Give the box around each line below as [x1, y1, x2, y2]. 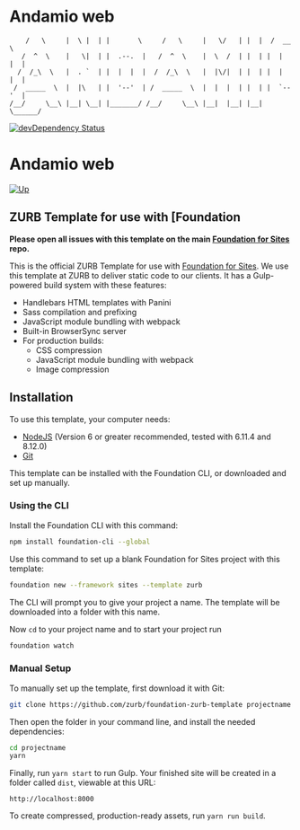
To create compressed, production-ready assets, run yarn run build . [9, 810, 267, 821]
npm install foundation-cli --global [9, 537, 151, 546]
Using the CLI [9, 499, 69, 512]
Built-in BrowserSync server [22, 325, 128, 336]
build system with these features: [43, 279, 167, 290]
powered [9, 279, 42, 290]
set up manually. [9, 477, 70, 488]
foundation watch [9, 640, 75, 650]
